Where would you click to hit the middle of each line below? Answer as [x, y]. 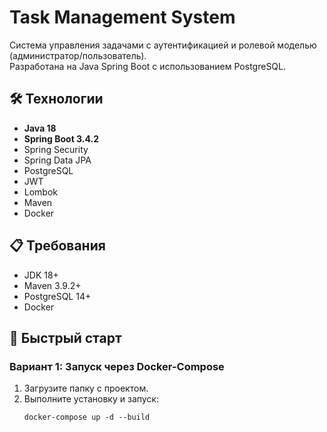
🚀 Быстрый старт [65, 337]
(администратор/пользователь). [78, 55]
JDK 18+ [41, 275]
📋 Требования [57, 246]
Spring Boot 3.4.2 [61, 138]
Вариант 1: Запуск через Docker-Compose [117, 366]
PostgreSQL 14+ [57, 296]
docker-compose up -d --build [87, 417]
